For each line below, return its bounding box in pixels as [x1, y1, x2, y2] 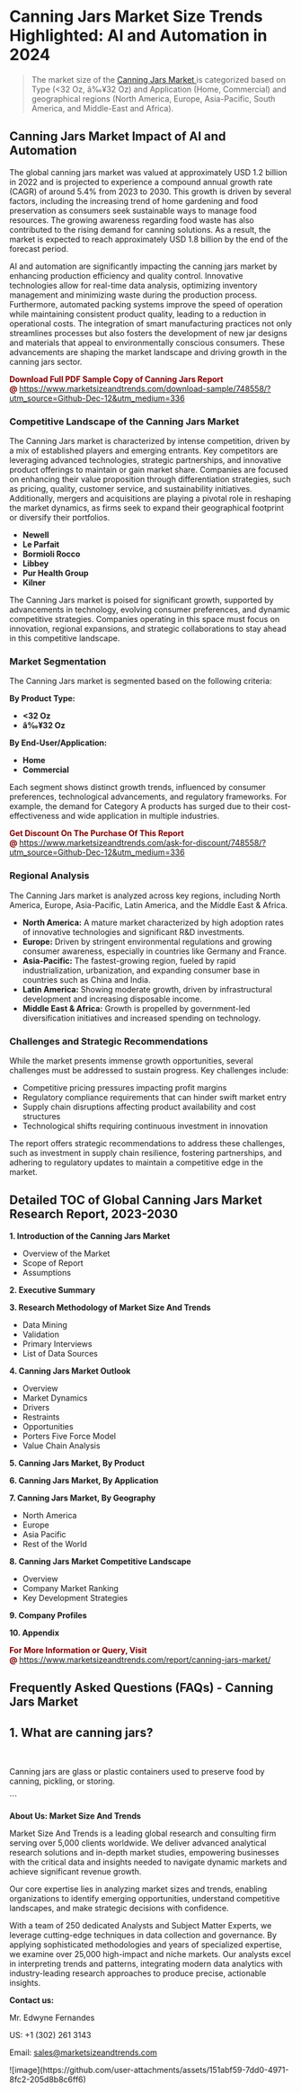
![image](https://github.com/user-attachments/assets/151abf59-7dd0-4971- [9, 2064, 289, 2075]
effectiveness [9, 811, 60, 822]
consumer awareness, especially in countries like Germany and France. [22, 946, 288, 957]
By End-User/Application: [9, 737, 108, 748]
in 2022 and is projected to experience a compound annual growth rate [9, 176, 273, 187]
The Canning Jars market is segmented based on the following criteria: [9, 676, 272, 687]
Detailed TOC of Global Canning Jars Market [9, 1193, 262, 1208]
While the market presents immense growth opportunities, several [9, 1055, 253, 1066]
